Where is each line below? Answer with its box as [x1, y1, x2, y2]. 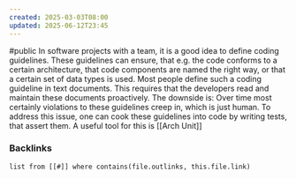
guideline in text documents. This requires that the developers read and [9, 83, 269, 93]
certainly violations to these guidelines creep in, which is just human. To [9, 101, 271, 112]
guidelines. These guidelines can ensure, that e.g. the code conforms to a [9, 55, 278, 65]
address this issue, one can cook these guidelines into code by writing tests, [9, 111, 287, 122]
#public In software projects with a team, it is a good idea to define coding [9, 45, 280, 56]
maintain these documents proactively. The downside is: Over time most [9, 92, 272, 102]
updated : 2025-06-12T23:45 [9, 21, 109, 30]
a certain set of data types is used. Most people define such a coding [9, 73, 262, 84]
